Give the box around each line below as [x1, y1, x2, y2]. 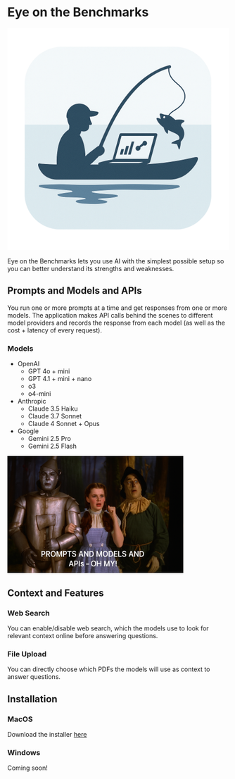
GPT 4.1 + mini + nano [27, 375, 92, 383]
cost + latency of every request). [7, 325, 102, 335]
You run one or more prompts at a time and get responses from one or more [7, 304, 227, 312]
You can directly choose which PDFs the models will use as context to [7, 665, 210, 673]
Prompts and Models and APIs [7, 285, 142, 297]
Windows [7, 748, 41, 758]
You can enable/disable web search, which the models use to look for [7, 624, 209, 632]
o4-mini [27, 389, 51, 398]
